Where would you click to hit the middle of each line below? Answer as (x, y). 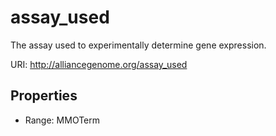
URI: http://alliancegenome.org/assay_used (99, 64)
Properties (44, 96)
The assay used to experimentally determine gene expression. (138, 45)
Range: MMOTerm (62, 120)
